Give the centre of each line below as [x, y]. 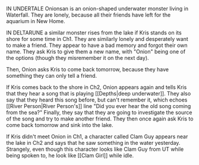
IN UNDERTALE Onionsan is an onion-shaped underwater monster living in [97, 9]
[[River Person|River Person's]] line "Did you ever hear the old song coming [99, 106]
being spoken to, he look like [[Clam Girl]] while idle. [70, 156]
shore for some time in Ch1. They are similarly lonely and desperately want [97, 39]
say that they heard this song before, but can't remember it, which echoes [97, 100]
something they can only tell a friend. [52, 76]
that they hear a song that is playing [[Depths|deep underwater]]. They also [99, 93]
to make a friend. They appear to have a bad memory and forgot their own [97, 45]
